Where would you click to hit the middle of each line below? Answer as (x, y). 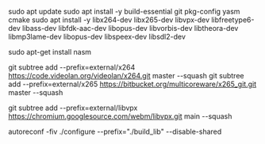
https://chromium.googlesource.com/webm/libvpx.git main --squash (120, 116)
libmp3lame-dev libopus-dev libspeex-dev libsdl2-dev (97, 36)
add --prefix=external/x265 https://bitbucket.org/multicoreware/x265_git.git (132, 84)
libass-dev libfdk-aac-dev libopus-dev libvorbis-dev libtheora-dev (131, 28)
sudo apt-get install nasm (50, 52)
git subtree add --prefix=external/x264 (72, 67)
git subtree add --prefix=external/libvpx (73, 108)
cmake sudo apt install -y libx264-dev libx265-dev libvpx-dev (109, 20)
